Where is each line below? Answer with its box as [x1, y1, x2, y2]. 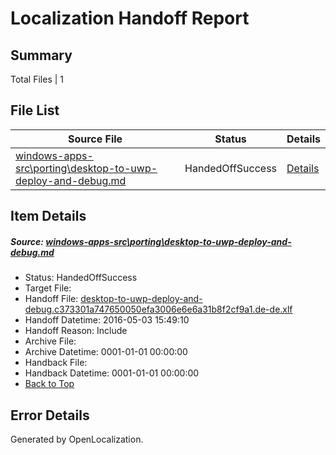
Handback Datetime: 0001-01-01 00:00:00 [24, 367, 200, 379]
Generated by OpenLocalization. [10, 433, 144, 445]
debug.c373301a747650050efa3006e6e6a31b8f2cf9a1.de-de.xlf [24, 303, 293, 316]
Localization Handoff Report [10, 7, 250, 30]
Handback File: [24, 357, 88, 369]
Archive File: [24, 335, 77, 347]
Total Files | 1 [10, 73, 64, 85]
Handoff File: [24, 293, 79, 305]
